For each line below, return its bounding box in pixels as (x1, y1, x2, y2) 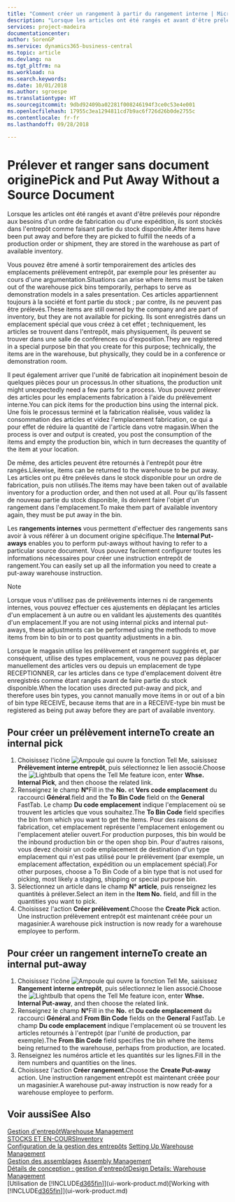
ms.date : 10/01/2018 (7, 82, 68, 89)
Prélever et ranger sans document (7, 157, 210, 173)
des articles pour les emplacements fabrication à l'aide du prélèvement (7, 393, 212, 402)
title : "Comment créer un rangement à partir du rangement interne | (7, 10, 215, 17)
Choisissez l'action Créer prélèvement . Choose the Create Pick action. (17, 905, 222, 913)
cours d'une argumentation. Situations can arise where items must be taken (7, 276, 224, 284)
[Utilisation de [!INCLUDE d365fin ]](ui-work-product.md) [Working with (7, 1179, 210, 1187)
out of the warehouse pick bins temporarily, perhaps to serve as (7, 283, 192, 291)
